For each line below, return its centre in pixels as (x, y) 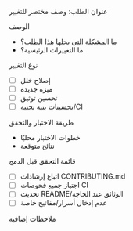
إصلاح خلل (35, 80)
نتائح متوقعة (37, 146)
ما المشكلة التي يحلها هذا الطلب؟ (68, 42)
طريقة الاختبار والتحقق (41, 123)
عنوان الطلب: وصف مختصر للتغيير (58, 11)
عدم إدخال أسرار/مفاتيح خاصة (64, 203)
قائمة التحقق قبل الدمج (43, 161)
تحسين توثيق (39, 98)
